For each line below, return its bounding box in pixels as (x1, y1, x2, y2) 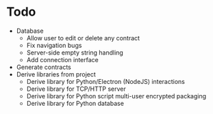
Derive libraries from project (16, 70, 97, 79)
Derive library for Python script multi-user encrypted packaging (26, 91, 207, 100)
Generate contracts (16, 63, 71, 71)
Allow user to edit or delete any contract (26, 33, 140, 42)
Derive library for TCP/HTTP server (26, 85, 126, 93)
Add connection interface (26, 55, 99, 63)
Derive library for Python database (26, 99, 125, 107)
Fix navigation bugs (26, 41, 82, 49)
